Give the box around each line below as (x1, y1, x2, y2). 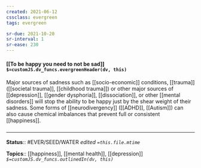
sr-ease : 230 (6, 42, 39, 48)
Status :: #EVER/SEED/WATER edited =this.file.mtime (6, 138, 141, 145)
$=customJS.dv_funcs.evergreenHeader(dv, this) (6, 66, 127, 72)
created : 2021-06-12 (6, 8, 58, 15)
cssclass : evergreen (6, 14, 58, 20)
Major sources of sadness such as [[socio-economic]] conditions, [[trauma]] (6, 79, 195, 86)
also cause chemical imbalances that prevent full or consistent (6, 111, 160, 118)
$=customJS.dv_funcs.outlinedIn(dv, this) (6, 156, 114, 162)
